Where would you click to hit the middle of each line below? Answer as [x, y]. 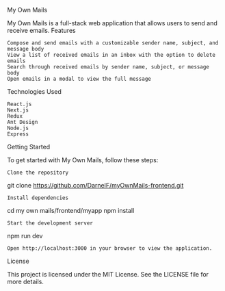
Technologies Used [34, 91]
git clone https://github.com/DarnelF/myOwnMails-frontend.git [95, 185]
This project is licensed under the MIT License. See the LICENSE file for [108, 274]
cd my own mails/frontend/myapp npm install [71, 211]
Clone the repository [38, 173]
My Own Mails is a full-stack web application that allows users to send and [112, 23]
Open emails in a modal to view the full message [79, 79]
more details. [26, 281]
